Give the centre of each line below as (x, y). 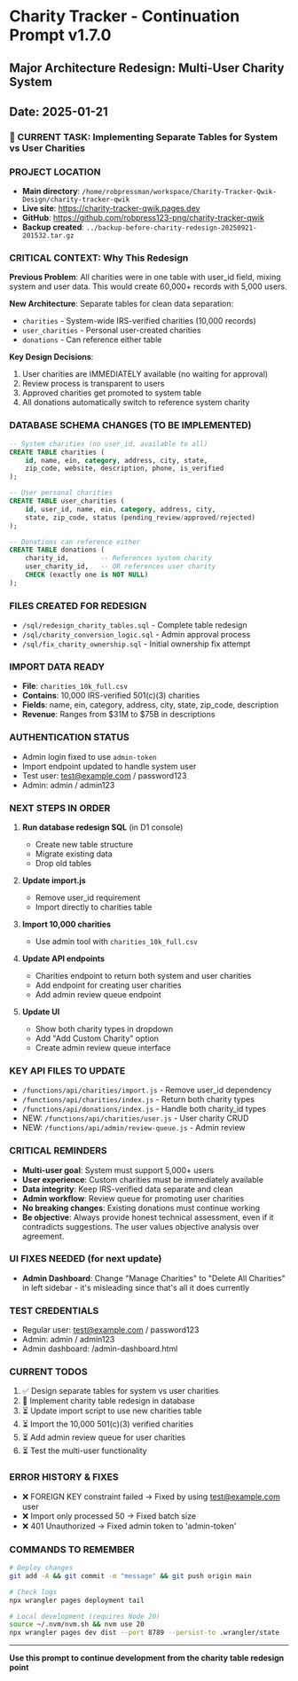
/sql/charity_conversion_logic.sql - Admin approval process (136, 635)
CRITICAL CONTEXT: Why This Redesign (99, 258)
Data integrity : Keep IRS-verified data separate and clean (127, 1189)
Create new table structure (84, 844)
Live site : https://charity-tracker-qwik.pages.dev (111, 208)
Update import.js (54, 880)
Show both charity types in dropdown (104, 1028)
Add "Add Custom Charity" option (97, 1038)
